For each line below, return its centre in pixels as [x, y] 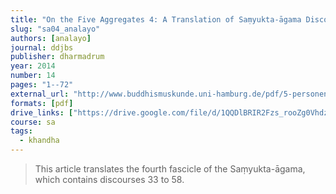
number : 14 [33, 76]
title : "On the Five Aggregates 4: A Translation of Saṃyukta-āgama [156, 19]
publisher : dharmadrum [57, 57]
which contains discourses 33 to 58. [109, 179]
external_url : [40, 94]
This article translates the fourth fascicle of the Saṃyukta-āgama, [170, 169]
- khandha [39, 141]
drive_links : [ [42, 112]
